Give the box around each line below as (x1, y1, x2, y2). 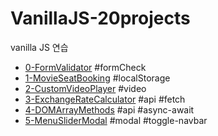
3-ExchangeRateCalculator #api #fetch (24, 93, 186, 105)
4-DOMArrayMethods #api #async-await (24, 103, 195, 116)
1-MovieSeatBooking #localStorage (24, 72, 171, 84)
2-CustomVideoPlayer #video (24, 82, 147, 94)
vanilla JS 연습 (10, 41, 69, 53)
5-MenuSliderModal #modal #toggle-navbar (24, 114, 208, 126)
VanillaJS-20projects (10, 7, 191, 30)
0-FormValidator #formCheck (24, 61, 147, 73)
